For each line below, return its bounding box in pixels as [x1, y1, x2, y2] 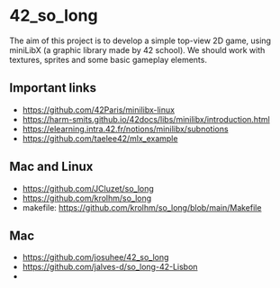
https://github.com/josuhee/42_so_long [22, 252, 169, 263]
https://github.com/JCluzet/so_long [22, 183, 155, 193]
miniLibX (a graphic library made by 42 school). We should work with [9, 44, 266, 55]
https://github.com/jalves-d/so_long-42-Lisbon [22, 262, 198, 273]
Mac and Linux [9, 159, 94, 175]
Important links [9, 80, 97, 95]
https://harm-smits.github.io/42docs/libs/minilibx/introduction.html [22, 113, 270, 124]
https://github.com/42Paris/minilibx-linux [22, 104, 176, 115]
